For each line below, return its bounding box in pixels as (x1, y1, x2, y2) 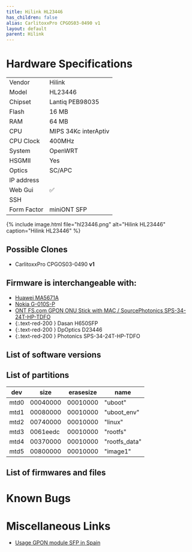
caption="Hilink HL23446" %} (6, 227, 81, 235)
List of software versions (6, 350, 101, 360)
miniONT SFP (49, 205, 87, 214)
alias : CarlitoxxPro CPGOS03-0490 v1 (6, 20, 101, 26)
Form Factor (9, 205, 44, 214)
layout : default (6, 25, 47, 32)
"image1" (104, 447, 131, 455)
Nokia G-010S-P (14, 300, 56, 308)
